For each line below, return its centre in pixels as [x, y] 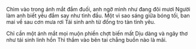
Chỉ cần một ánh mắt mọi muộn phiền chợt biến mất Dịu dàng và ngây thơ [97, 33]
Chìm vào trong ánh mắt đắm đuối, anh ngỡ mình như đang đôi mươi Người [98, 9]
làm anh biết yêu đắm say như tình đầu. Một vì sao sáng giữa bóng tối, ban [98, 16]
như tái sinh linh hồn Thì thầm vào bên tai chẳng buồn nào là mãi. [87, 40]
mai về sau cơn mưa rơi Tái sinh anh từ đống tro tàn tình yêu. [81, 22]
